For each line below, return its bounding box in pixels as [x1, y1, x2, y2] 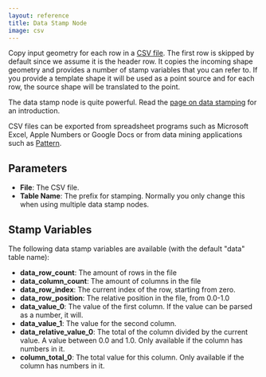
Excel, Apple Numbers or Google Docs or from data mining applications [8, 130, 243, 139]
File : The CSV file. [19, 183, 80, 192]
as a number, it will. [19, 310, 84, 320]
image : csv [8, 26, 45, 34]
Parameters [8, 161, 68, 175]
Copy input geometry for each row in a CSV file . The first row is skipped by [8, 49, 255, 58]
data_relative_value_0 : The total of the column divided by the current [19, 328, 248, 336]
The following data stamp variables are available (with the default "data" [8, 244, 245, 253]
